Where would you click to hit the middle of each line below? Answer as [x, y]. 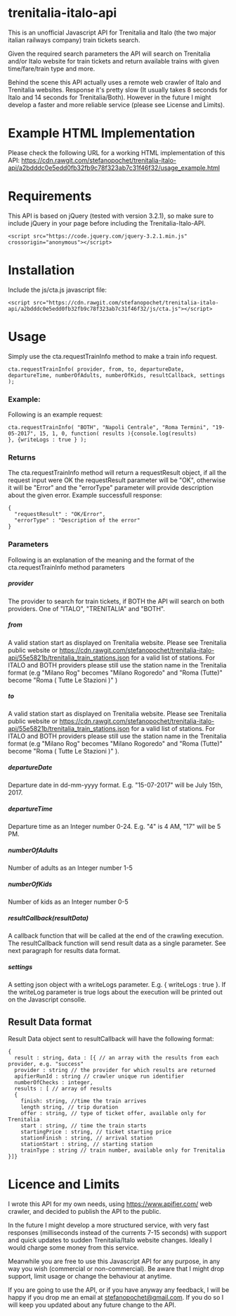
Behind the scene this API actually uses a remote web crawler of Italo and [114, 82]
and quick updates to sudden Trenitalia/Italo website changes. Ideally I [110, 1240]
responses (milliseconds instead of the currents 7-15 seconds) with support [117, 1233]
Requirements [50, 196]
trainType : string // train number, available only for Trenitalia [123, 1150]
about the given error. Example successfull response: [85, 496]
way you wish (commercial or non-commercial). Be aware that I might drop [116, 1269]
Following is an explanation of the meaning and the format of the [101, 560]
